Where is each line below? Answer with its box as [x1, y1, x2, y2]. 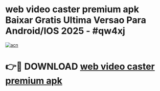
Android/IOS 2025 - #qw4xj [5, 25, 125, 37]
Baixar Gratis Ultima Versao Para [5, 14, 147, 26]
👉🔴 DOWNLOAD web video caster [5, 61, 155, 72]
